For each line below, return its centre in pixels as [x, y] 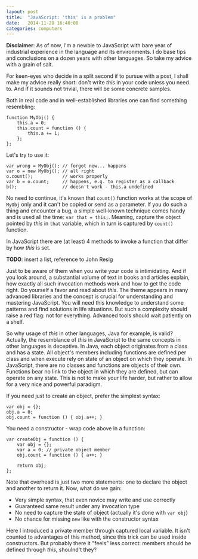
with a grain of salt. [30, 65]
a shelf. [15, 322]
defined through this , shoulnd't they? [52, 550]
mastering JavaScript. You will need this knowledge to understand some [95, 303]
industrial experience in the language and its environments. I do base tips [96, 52]
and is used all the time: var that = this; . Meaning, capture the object [94, 217]
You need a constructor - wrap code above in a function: [76, 429]
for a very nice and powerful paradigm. [54, 384]
